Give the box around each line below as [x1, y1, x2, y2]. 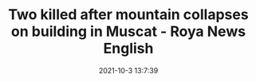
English [103, 40, 154, 57]
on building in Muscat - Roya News [10, 22, 246, 41]
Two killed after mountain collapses [8, 6, 249, 24]
